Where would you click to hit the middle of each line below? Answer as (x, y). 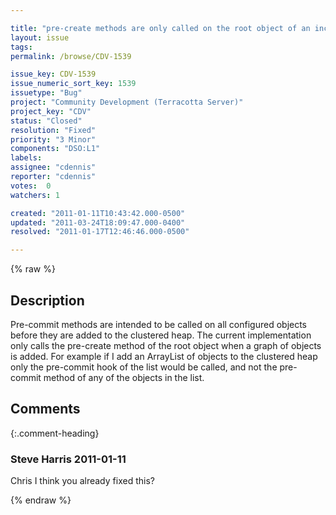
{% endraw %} (41, 500)
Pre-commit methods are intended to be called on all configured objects (159, 324)
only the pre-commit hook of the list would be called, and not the (144, 367)
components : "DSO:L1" (55, 149)
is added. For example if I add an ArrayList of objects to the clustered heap (164, 356)
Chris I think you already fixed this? (82, 481)
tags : (21, 47)
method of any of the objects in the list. (124, 377)
